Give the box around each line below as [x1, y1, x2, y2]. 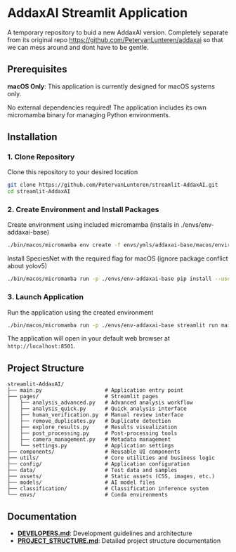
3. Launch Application [7, 292, 84, 302]
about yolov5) [7, 262, 48, 270]
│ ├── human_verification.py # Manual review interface [7, 412, 184, 419]
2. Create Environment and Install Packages [7, 205, 159, 215]
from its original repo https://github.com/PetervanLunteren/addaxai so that [7, 35, 223, 44]
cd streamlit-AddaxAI [7, 188, 71, 195]
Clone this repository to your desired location [7, 168, 138, 176]
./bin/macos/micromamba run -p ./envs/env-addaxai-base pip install [7, 275, 212, 282]
